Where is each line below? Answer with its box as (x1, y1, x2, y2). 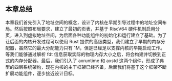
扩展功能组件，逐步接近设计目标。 (5, 70, 77, 76)
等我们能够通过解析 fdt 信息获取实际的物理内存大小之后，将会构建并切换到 (5, 51, 162, 57)
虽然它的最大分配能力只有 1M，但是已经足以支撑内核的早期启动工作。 (18, 45, 165, 51)
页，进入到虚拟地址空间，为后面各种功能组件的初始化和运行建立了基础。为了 (5, 32, 167, 38)
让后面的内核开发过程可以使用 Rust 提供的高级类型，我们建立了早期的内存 (5, 38, 161, 44)
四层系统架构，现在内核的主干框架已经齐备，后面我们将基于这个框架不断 (14, 64, 167, 70)
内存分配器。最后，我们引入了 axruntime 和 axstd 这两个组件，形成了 (14, 58, 160, 64)
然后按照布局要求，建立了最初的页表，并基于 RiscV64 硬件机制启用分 (14, 25, 160, 32)
